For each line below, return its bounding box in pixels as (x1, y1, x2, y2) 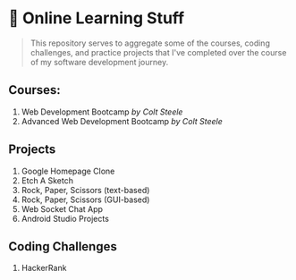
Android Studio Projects (21, 213, 109, 224)
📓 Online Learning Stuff (8, 8, 185, 29)
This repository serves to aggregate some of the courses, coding (30, 38, 270, 48)
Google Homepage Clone (21, 165, 115, 176)
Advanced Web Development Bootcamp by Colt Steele (21, 115, 223, 126)
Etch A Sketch (21, 174, 73, 186)
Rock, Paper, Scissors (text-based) (21, 184, 150, 195)
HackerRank (21, 263, 67, 274)
